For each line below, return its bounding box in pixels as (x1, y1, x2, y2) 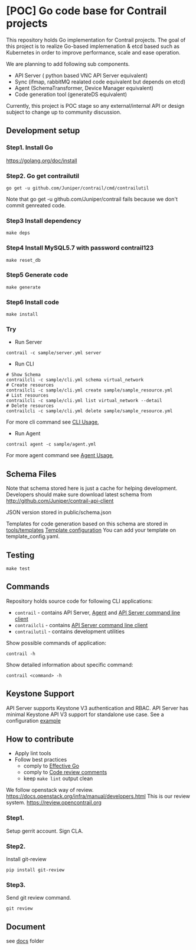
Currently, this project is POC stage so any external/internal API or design (6, 102, 185, 109)
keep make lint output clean (23, 775, 93, 782)
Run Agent (14, 430, 41, 437)
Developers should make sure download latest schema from (6, 491, 152, 498)
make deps (6, 230, 31, 236)
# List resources (6, 393, 49, 399)
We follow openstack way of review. (6, 787, 94, 794)
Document (6, 922, 45, 932)
